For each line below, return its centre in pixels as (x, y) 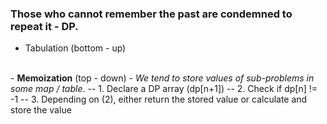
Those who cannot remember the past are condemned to (151, 14)
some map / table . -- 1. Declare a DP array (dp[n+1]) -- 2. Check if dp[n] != (164, 89)
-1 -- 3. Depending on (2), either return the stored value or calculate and (159, 99)
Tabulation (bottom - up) (75, 48)
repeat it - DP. (44, 26)
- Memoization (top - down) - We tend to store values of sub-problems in (162, 78)
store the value (41, 110)
